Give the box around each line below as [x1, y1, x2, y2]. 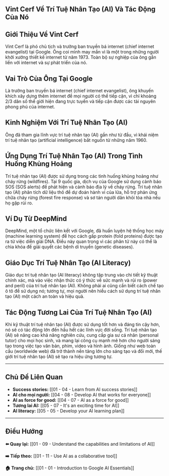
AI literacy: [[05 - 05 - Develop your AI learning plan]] [12, 407, 125, 414]
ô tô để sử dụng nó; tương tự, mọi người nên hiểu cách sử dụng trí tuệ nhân [5, 288, 161, 294]
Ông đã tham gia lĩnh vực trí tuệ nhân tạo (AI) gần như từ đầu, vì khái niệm [5, 132, 159, 138]
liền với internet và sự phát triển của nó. [5, 60, 88, 66]
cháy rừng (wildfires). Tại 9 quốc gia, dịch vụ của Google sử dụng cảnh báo [5, 178, 162, 184]
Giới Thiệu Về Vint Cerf [5, 30, 79, 38]
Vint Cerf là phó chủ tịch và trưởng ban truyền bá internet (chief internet [5, 43, 154, 49]
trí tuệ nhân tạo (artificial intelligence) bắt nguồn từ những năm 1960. [5, 137, 147, 143]
